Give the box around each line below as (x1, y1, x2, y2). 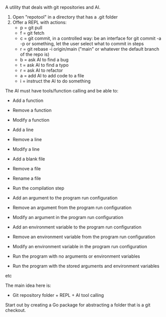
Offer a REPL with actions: (12, 20, 67, 25)
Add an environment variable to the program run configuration (12, 224, 142, 230)
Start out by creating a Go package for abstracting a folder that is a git (5, 302, 151, 308)
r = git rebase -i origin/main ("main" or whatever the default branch (20, 46, 159, 52)
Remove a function (12, 108, 52, 113)
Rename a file (12, 175, 41, 181)
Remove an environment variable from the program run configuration (12, 234, 156, 240)
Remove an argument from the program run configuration (12, 204, 132, 210)
